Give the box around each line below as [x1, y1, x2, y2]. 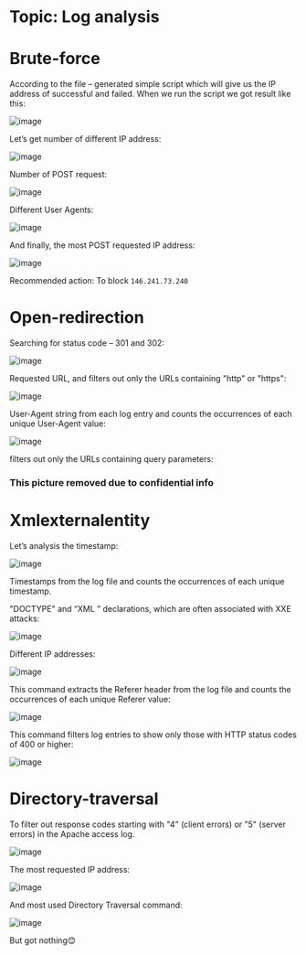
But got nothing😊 [9, 935, 76, 946]
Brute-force [9, 48, 100, 70]
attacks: [9, 613, 40, 624]
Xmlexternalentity [9, 510, 151, 531]
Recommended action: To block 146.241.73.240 [9, 275, 189, 286]
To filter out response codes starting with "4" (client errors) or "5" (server [9, 819, 286, 830]
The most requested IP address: [9, 864, 131, 875]
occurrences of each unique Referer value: [9, 693, 171, 704]
